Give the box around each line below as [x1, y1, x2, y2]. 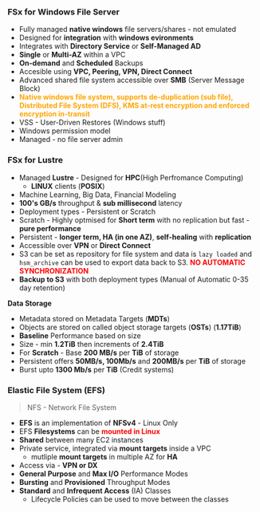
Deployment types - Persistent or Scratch [18, 207, 156, 216]
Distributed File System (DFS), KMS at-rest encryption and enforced [18, 100, 250, 110]
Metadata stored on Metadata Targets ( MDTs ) [18, 313, 171, 323]
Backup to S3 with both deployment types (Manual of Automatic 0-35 [18, 274, 249, 284]
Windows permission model [18, 126, 111, 136]
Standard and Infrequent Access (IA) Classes [18, 486, 171, 495]
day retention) [18, 282, 65, 293]
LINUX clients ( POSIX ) [30, 181, 105, 191]
